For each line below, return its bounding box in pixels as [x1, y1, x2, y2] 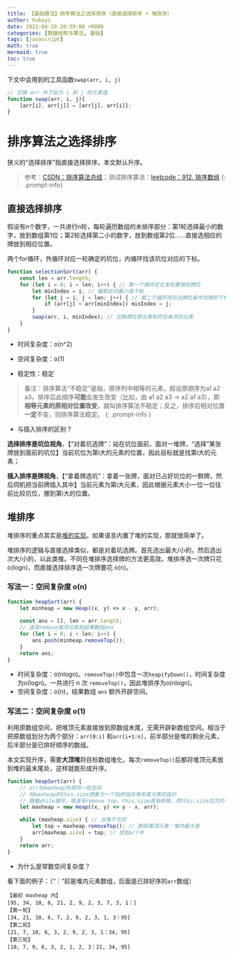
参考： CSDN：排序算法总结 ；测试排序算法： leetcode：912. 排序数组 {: [24, 173, 226, 181]
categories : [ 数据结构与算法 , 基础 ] [7, 29, 104, 37]
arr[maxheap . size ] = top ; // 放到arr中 [32, 829, 144, 836]
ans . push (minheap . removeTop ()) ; [32, 637, 126, 644]
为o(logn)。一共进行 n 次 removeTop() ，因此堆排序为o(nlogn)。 [17, 678, 196, 687]
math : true [7, 42, 39, 49]
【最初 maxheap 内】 [7, 892, 61, 899]
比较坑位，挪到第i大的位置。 [12, 489, 94, 497]
